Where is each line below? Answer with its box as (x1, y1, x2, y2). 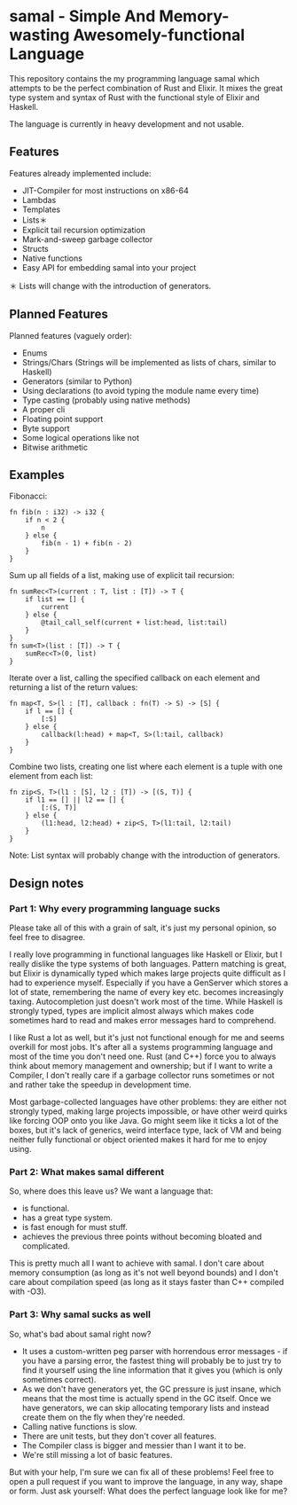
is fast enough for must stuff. (21, 1222, 129, 1233)
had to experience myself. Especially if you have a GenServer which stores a (9, 977, 289, 988)
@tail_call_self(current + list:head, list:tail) (41, 618, 228, 627)
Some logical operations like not (21, 432, 140, 443)
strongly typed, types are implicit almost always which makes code (9, 1006, 254, 1016)
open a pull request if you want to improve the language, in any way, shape (9, 1476, 284, 1486)
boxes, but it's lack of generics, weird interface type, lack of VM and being (9, 1125, 282, 1136)
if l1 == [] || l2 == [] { (25, 796, 125, 804)
